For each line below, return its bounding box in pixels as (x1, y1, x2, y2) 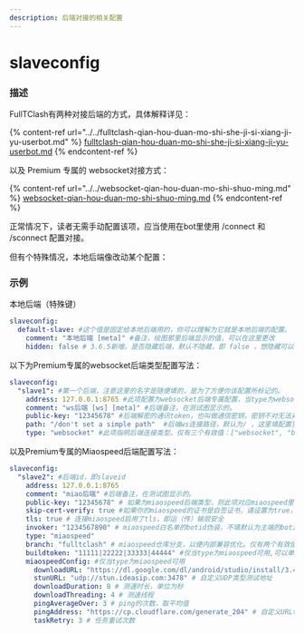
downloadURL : (33, 565, 83, 574)
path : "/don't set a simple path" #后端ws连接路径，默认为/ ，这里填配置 (25, 420, 292, 429)
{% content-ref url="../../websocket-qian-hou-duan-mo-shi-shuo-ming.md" (9, 183, 291, 194)
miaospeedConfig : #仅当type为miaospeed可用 (25, 557, 185, 566)
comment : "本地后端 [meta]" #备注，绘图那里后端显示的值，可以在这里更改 (25, 334, 276, 343)
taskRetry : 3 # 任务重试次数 (33, 616, 136, 625)
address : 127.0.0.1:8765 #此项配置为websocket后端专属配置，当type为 (25, 395, 274, 404)
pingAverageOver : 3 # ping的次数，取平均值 (33, 600, 190, 609)
